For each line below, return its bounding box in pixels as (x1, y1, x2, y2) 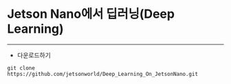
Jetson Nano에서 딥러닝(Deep (7, 6, 175, 22)
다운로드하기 (16, 51, 52, 59)
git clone (7, 64, 36, 72)
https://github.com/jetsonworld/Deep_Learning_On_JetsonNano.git (7, 70, 198, 77)
